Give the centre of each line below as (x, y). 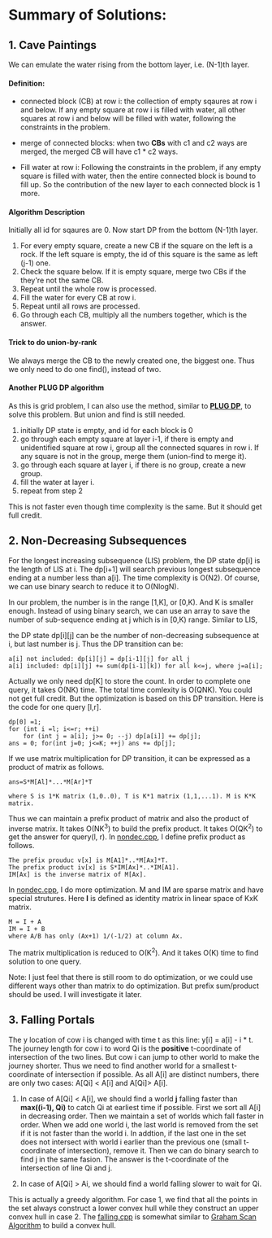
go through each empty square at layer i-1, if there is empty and (127, 439)
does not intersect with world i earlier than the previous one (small (131, 1142)
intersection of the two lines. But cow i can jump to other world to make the (134, 1056)
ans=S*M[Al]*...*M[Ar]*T (50, 782)
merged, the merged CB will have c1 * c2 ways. (99, 151)
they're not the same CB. (62, 280)
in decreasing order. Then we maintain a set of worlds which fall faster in (142, 1116)
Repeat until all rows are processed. (80, 306)
